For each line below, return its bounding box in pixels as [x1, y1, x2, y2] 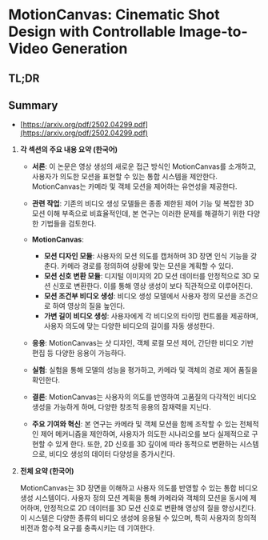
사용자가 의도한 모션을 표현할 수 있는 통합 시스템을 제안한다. [31, 172, 218, 182]
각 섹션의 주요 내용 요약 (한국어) [19, 145, 118, 154]
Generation [51, 40, 128, 58]
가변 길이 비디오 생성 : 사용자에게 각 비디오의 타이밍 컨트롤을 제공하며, [43, 311, 258, 321]
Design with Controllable [8, 22, 176, 41]
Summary [8, 98, 58, 112]
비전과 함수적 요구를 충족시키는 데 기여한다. [19, 523, 155, 533]
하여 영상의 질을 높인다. [52, 302, 126, 311]
